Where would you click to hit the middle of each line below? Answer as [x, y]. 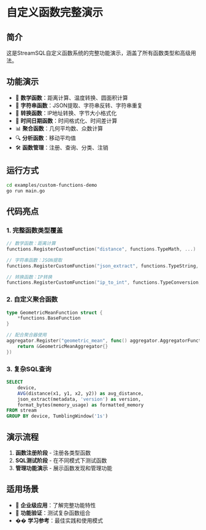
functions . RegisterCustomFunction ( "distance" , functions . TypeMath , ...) [101, 249]
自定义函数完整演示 [55, 13]
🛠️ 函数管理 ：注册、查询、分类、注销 [62, 147]
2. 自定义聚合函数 [32, 300]
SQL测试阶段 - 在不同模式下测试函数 [61, 460]
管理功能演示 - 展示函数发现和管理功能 [64, 468]
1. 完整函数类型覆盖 [35, 230]
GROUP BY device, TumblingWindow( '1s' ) [57, 416]
